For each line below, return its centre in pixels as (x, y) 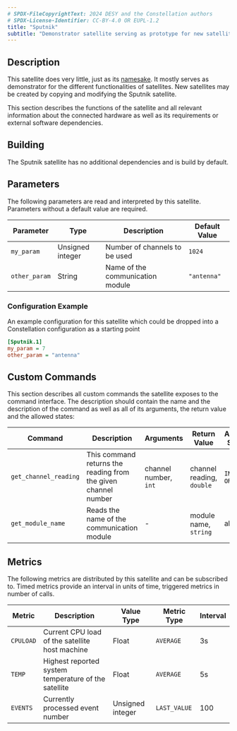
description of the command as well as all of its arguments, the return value (117, 409)
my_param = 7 (26, 348)
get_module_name (38, 524)
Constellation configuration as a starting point (74, 328)
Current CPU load (73, 632)
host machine (66, 650)
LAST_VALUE (174, 708)
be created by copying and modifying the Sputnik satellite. (92, 94)
